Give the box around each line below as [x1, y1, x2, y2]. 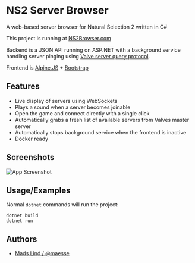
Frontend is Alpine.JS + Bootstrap [6, 64, 89, 71]
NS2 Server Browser [6, 4, 109, 17]
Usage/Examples [6, 185, 71, 195]
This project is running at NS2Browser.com [6, 35, 111, 42]
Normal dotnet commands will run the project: [6, 201, 119, 208]
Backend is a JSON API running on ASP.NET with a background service [6, 46, 181, 54]
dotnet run [6, 218, 33, 224]
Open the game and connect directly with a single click [14, 109, 150, 117]
